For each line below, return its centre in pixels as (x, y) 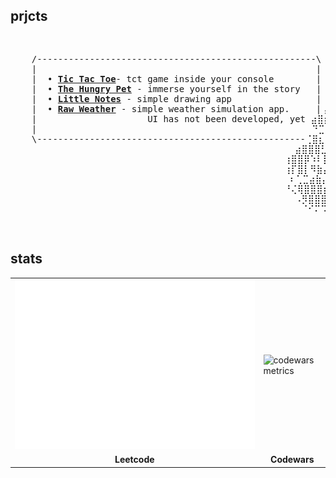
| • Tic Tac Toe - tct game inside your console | (176, 78)
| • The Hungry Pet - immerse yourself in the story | (176, 88)
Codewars (292, 460)
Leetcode (134, 460)
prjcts (29, 16)
